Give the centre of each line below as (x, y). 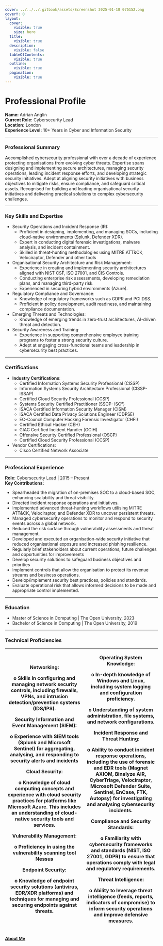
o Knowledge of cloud (44, 783)
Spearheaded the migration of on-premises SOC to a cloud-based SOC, (84, 492)
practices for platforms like (44, 801)
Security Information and (44, 719)
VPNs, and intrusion (44, 697)
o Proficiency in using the (44, 847)
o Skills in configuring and (44, 678)
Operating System (121, 658)
